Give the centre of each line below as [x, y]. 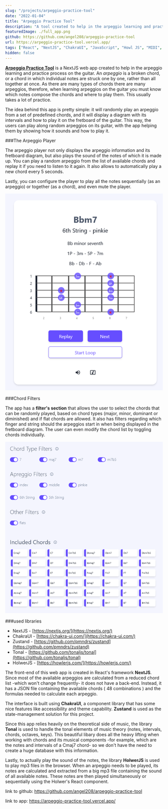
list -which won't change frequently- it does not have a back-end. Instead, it [83, 683]
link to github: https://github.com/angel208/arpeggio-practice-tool [74, 791]
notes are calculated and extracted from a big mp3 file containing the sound [83, 771]
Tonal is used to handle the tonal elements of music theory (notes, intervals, [83, 729]
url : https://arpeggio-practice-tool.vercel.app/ [58, 43]
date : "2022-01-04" [25, 16]
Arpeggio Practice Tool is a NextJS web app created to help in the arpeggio [84, 68]
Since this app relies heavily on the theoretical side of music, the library [79, 724]
